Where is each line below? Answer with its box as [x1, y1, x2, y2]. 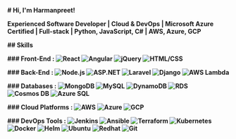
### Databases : [7, 82, 57, 90]
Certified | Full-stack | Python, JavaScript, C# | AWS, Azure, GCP [7, 28, 201, 35]
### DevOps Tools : [7, 116, 66, 125]
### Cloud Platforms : [7, 103, 73, 111]
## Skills [7, 41, 33, 49]
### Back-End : [7, 68, 54, 76]
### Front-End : [7, 54, 55, 63]
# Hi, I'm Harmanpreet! [7, 6, 75, 14]
